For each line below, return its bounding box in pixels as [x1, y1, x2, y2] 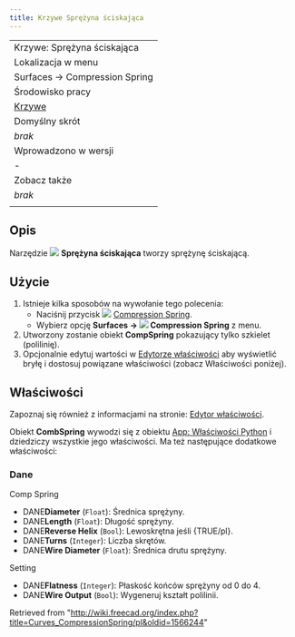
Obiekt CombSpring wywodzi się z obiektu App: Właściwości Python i [9, 426, 272, 437]
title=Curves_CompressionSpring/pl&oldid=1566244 [9, 617, 204, 628]
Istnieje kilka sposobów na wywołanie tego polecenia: [22, 299, 224, 309]
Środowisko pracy [14, 85, 92, 98]
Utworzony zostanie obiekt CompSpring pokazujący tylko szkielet [22, 329, 270, 340]
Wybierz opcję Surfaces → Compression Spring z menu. [35, 319, 261, 331]
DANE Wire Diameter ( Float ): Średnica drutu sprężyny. [22, 545, 227, 556]
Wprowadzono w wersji [14, 144, 114, 157]
